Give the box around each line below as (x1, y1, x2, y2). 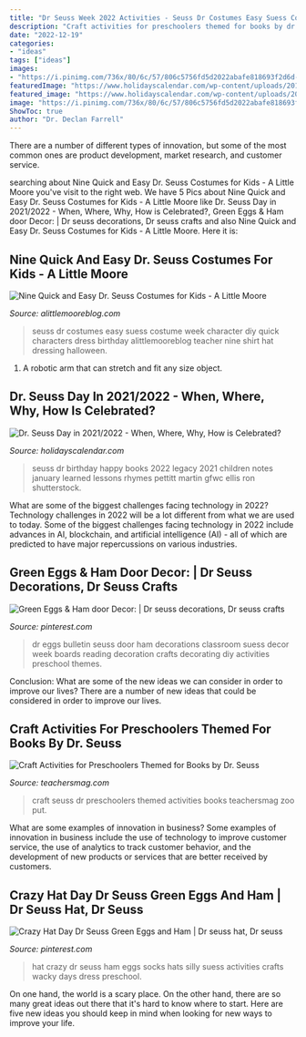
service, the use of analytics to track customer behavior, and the (9, 842, 252, 853)
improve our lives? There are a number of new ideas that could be (9, 685, 257, 696)
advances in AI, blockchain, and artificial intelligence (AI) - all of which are (9, 529, 288, 539)
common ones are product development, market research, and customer (9, 149, 282, 160)
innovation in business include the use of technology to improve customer (9, 832, 287, 843)
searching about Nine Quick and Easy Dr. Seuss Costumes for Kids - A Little (9, 177, 294, 188)
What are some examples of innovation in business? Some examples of (9, 822, 277, 834)
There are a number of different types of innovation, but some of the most (9, 140, 287, 151)
